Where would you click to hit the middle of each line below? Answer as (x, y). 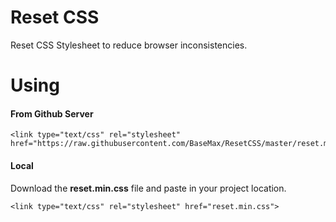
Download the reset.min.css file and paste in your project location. (148, 188)
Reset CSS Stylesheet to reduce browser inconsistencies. (129, 45)
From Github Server (52, 113)
